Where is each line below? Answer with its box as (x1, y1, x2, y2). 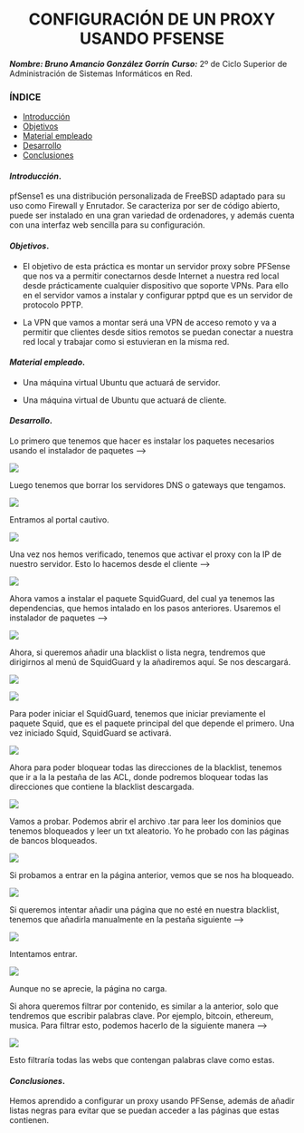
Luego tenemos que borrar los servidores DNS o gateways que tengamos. (9, 480, 287, 491)
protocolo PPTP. (22, 299, 84, 310)
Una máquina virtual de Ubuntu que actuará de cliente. (22, 395, 227, 405)
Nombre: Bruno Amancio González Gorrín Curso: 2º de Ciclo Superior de (9, 58, 288, 69)
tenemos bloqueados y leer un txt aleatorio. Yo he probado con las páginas (9, 825, 290, 836)
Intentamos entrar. (9, 949, 78, 960)
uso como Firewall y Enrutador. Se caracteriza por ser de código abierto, (9, 200, 280, 211)
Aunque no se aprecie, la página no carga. (9, 983, 167, 994)
